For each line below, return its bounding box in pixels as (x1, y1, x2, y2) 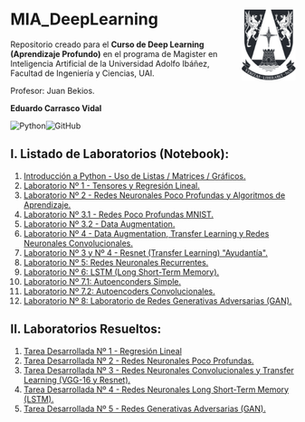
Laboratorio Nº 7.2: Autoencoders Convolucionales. (23, 286, 215, 296)
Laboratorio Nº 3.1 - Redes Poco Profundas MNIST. (23, 209, 214, 220)
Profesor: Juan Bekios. (10, 85, 95, 96)
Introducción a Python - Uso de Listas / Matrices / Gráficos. (23, 170, 246, 181)
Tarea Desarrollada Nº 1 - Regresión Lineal (23, 345, 182, 356)
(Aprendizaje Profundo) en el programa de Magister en (10, 48, 218, 59)
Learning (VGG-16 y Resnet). (23, 374, 131, 385)
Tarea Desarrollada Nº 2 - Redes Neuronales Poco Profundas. (23, 355, 254, 366)
